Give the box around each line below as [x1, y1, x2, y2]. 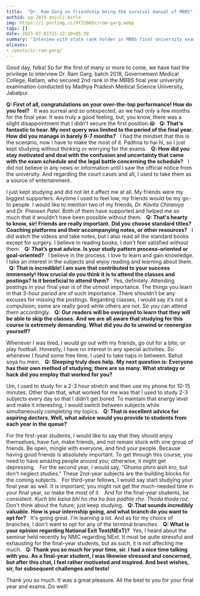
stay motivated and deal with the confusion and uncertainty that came [6, 151, 184, 159]
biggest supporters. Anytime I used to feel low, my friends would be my [6, 194, 181, 201]
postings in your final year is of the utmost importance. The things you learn [6, 283, 192, 290]
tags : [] [6, 25, 28, 32]
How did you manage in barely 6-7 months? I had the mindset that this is [6, 132, 189, 139]
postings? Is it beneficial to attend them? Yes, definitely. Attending [6, 277, 174, 284]
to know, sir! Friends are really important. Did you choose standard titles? [6, 220, 192, 227]
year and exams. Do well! [6, 582, 68, 590]
